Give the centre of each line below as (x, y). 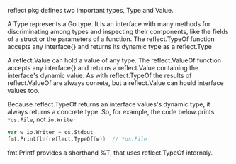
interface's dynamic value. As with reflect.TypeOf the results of (100, 75)
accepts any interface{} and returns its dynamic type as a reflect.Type (110, 47)
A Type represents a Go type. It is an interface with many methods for (109, 24)
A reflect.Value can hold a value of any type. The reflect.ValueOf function (114, 60)
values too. (24, 91)
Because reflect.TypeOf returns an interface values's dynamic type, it (109, 104)
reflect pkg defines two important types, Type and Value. (90, 10)
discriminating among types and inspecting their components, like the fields (118, 32)
